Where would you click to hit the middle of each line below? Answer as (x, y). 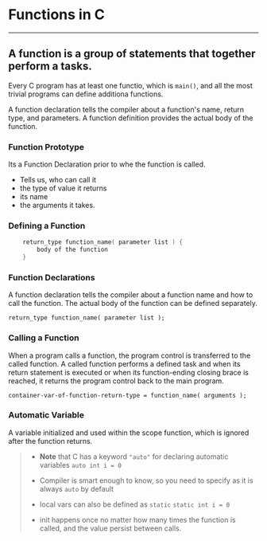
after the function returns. (50, 441)
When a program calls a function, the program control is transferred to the (130, 355)
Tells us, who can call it (58, 180)
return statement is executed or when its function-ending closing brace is (128, 372)
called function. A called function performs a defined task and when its (124, 363)
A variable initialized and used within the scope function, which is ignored (129, 433)
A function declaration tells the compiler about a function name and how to (131, 295)
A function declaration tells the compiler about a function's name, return (126, 109)
